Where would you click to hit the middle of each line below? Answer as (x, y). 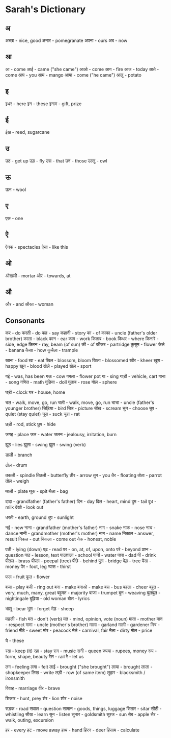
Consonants (25, 320)
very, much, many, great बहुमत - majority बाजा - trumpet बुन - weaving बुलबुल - (83, 593)
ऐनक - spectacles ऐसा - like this (37, 247)
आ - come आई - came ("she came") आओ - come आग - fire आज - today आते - (82, 69)
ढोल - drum (16, 465)
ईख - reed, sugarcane (27, 132)
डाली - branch (19, 455)
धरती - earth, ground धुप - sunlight (39, 517)
